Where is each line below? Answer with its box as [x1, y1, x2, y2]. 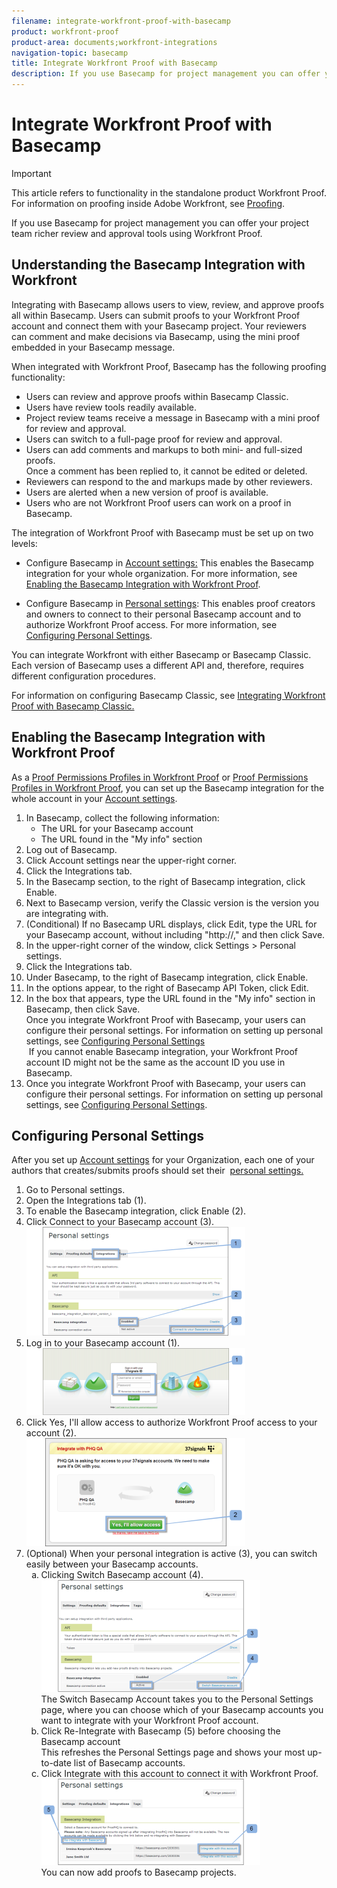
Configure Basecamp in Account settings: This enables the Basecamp [25, 556, 314, 569]
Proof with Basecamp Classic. [11, 700, 135, 712]
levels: [11, 537, 38, 549]
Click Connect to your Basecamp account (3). [25, 1216, 215, 1228]
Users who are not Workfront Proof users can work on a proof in [25, 496, 292, 509]
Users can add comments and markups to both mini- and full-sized [25, 443, 303, 455]
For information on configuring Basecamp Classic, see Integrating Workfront [11, 689, 326, 701]
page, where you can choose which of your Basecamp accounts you [40, 1704, 324, 1716]
